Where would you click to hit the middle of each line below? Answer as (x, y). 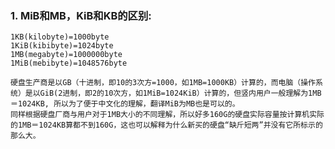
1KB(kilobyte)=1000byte (60, 37)
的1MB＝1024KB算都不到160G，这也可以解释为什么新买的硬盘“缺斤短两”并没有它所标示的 (166, 125)
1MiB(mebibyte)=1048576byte (69, 63)
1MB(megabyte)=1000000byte (66, 55)
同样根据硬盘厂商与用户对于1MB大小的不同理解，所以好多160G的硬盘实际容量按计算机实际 (167, 115)
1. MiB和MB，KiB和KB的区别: (81, 15)
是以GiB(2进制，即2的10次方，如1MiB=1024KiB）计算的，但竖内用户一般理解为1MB (173, 93)
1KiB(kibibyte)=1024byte (62, 46)
